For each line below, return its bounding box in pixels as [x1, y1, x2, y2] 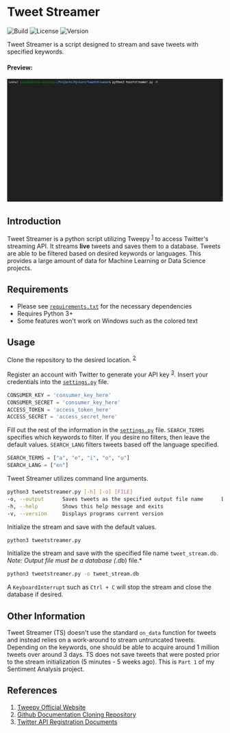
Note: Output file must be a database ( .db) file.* [7, 556, 142, 565]
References [7, 685, 57, 697]
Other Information [7, 610, 86, 622]
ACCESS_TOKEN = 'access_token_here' [7, 406, 112, 413]
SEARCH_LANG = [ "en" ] [7, 462, 69, 469]
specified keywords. [7, 47, 64, 56]
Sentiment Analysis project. [7, 665, 84, 673]
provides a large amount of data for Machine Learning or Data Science [7, 256, 206, 264]
